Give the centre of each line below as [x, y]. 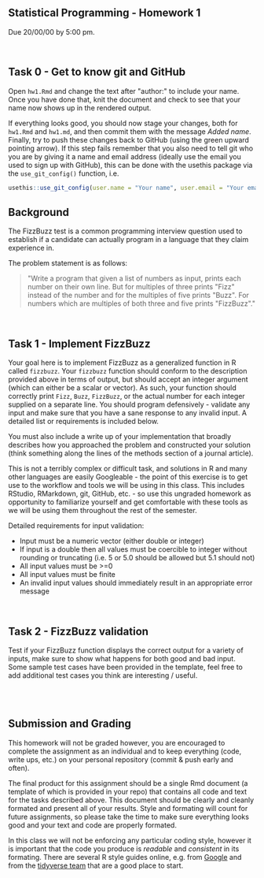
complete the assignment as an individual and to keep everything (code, [125, 751]
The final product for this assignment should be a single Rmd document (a [128, 783]
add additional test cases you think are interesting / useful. [103, 675]
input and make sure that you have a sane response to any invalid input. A [128, 413]
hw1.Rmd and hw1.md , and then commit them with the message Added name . [130, 131]
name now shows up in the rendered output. [80, 108]
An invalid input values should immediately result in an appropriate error [136, 583]
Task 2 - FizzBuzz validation [79, 631]
